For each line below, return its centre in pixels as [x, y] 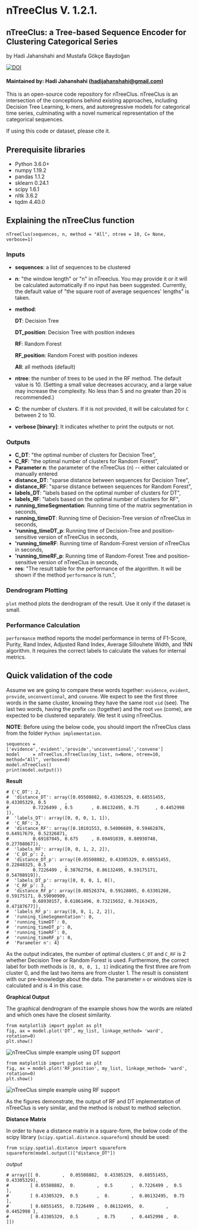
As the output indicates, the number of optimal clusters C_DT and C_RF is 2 [96, 954]
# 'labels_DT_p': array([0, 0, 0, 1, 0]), [61, 880]
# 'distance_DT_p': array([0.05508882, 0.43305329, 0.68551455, [89, 860]
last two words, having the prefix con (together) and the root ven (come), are [99, 709]
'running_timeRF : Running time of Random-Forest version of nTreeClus [102, 543]
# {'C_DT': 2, [24, 792]
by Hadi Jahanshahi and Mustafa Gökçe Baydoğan [68, 56]
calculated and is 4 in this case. [45, 985]
